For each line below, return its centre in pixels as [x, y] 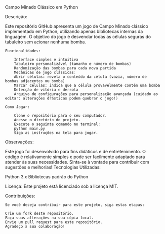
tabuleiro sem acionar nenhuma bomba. [46, 42]
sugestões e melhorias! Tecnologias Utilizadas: [53, 167]
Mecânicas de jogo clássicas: [45, 72]
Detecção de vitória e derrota [46, 90]
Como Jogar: [17, 107]
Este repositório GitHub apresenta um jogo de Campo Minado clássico [77, 26]
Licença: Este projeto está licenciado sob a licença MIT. [62, 186]
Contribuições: [20, 196]
